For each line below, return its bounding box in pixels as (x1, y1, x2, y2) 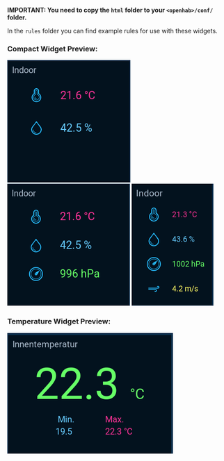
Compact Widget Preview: (7, 44, 98, 53)
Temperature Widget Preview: (7, 317, 111, 326)
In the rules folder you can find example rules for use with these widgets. (7, 27, 218, 35)
